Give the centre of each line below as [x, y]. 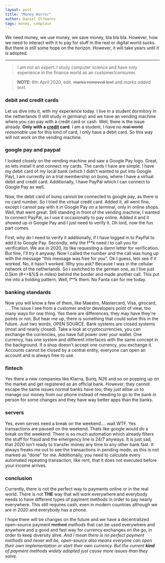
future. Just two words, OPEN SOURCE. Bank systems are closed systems [80, 324]
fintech [14, 368]
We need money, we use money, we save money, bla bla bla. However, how [82, 38]
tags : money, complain [28, 23]
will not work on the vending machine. [44, 137]
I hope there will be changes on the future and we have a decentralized [77, 520]
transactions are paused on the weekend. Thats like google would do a [77, 429]
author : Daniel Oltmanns [30, 19]
